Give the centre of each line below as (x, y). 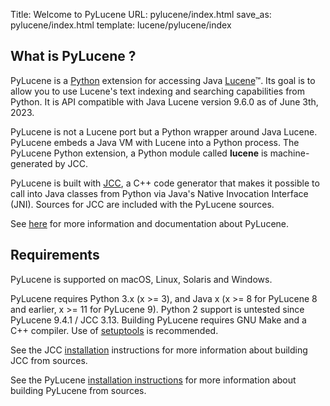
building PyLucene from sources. (78, 390)
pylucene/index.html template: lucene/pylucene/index (121, 25)
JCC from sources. (49, 360)
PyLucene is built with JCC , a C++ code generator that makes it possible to (165, 183)
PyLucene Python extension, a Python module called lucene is (139, 153)
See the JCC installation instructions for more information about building (159, 350)
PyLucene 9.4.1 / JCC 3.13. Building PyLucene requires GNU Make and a (158, 320)
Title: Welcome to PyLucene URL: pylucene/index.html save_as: (141, 14)
